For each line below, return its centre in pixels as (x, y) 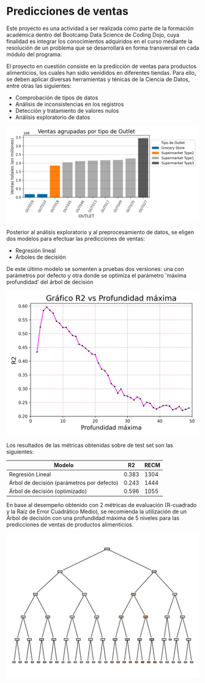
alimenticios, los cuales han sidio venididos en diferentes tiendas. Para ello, (101, 72)
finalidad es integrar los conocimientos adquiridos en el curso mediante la (99, 41)
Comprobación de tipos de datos (57, 97)
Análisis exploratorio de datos (53, 117)
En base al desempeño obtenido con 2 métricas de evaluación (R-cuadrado (102, 505)
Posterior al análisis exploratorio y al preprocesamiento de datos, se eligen (100, 232)
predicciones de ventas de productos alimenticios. (70, 524)
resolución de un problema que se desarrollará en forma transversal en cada (103, 48)
